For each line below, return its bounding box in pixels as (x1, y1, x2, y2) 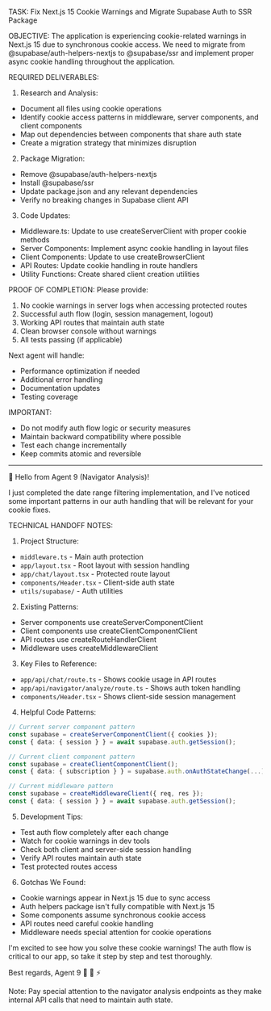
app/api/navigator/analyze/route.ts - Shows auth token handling (19, 683, 240, 693)
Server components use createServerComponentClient (19, 618, 203, 627)
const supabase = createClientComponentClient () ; (8, 760, 179, 768)
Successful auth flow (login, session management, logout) (19, 309, 214, 318)
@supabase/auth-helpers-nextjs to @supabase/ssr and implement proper (8, 48, 254, 57)
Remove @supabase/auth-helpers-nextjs (19, 170, 157, 178)
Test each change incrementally (19, 440, 127, 450)
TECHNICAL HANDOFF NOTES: (8, 521, 114, 530)
